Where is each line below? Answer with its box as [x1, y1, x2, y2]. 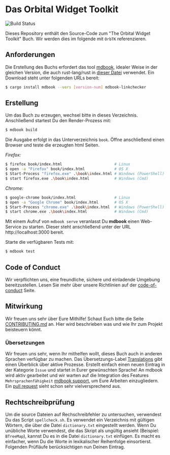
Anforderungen [5, 50, 55, 59]
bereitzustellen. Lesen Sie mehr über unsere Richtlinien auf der [5, 282, 137, 288]
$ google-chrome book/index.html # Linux [5, 195, 130, 200]
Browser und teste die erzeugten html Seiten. [5, 142, 100, 148]
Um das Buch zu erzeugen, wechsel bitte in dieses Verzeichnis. [5, 112, 138, 118]
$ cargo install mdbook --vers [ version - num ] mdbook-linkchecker [5, 84, 146, 90]
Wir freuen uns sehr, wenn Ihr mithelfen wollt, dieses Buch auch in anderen [5, 351, 162, 357]
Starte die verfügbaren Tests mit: [5, 239, 75, 245]
